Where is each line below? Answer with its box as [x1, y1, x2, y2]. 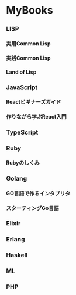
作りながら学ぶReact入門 [6, 113, 67, 120]
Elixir [6, 219, 21, 228]
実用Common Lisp [6, 40, 51, 47]
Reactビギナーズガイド [6, 99, 61, 106]
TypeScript [6, 128, 39, 136]
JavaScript [6, 83, 38, 91]
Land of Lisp [6, 68, 37, 76]
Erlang [6, 235, 25, 244]
